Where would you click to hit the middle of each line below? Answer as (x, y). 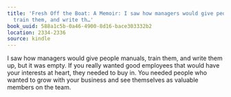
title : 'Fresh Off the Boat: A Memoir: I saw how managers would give (110, 13)
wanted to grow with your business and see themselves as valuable (103, 80)
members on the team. (39, 87)
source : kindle (29, 39)
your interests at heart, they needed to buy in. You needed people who (107, 73)
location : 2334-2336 (37, 32)
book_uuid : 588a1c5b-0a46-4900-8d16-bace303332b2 (80, 26)
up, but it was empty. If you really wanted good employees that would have (113, 66)
